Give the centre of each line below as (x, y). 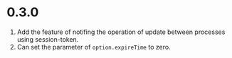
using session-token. (48, 39)
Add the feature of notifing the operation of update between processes (121, 32)
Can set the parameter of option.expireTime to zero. (94, 47)
